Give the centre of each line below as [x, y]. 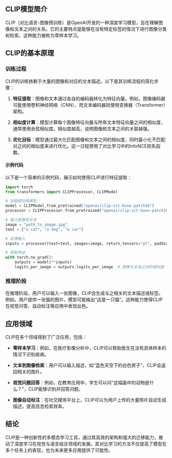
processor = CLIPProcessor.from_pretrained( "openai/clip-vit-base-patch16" [88, 211]
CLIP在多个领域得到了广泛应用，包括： [46, 337]
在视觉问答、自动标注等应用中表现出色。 [48, 306]
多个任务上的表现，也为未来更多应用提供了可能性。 [59, 450]
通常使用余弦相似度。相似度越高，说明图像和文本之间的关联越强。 [82, 128]
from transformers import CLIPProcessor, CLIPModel [61, 192]
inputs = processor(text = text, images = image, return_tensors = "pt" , [79, 243]
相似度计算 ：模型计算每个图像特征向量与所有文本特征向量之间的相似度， [89, 122]
